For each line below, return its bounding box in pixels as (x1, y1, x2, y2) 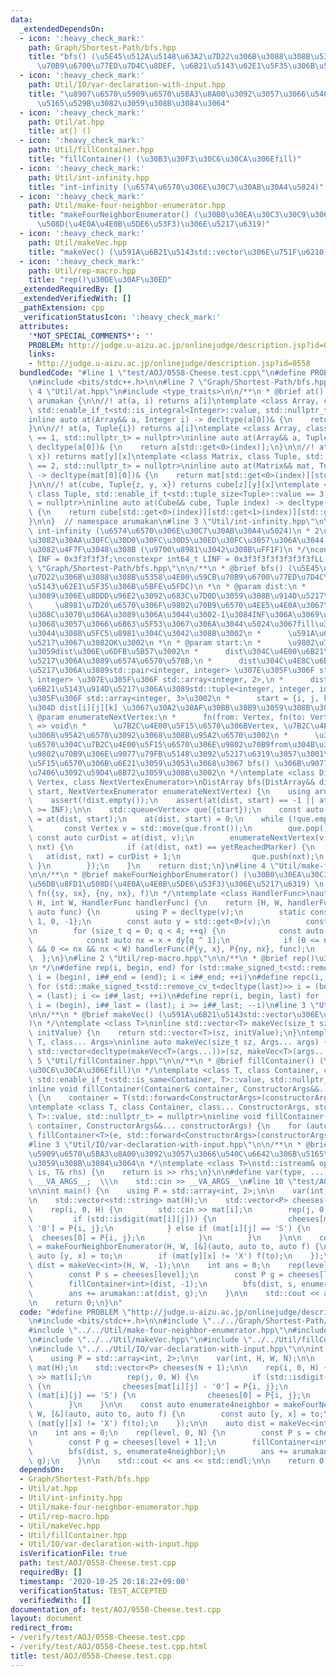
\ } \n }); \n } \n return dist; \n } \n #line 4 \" (28, 861, 280, 871)
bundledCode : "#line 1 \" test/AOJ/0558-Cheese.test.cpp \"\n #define (19, 368, 307, 378)
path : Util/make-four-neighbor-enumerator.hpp (28, 201, 226, 211)
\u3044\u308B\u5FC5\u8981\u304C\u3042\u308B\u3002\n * (28, 628, 262, 638)
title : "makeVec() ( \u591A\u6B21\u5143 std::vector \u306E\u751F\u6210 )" (28, 247, 333, 257)
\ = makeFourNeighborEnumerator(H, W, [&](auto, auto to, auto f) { (28, 1242, 320, 1252)
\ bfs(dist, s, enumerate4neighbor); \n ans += (28, 1446, 288, 1456)
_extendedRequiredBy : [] (19, 284, 123, 295)
